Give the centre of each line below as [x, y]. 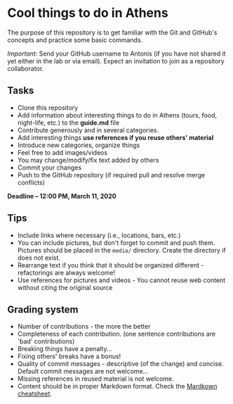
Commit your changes [49, 168]
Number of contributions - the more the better [84, 327]
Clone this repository [48, 108]
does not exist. [39, 258]
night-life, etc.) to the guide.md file [68, 122]
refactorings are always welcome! [66, 272]
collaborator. [26, 68]
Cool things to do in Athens [88, 13]
